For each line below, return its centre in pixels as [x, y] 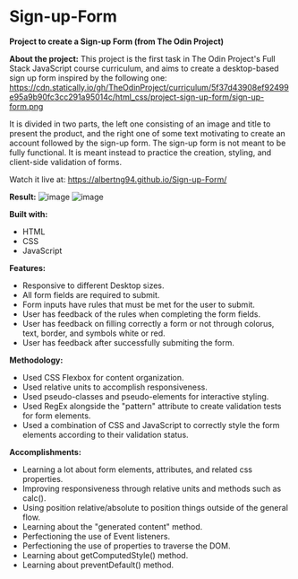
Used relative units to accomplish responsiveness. [115, 387]
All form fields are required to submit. [91, 294]
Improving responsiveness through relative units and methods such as [152, 488]
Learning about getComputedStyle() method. [105, 555]
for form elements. [56, 416]
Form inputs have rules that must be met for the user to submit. [138, 304]
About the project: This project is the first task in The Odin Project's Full [142, 58]
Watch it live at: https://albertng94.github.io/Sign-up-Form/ [118, 179]
